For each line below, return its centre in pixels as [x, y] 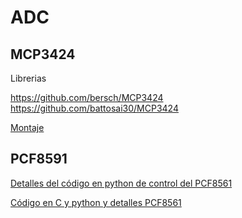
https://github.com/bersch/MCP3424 [87, 97]
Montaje [27, 127]
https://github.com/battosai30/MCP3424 [94, 108]
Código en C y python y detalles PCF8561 [96, 202]
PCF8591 [39, 159]
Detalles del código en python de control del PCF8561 [121, 183]
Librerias [28, 78]
